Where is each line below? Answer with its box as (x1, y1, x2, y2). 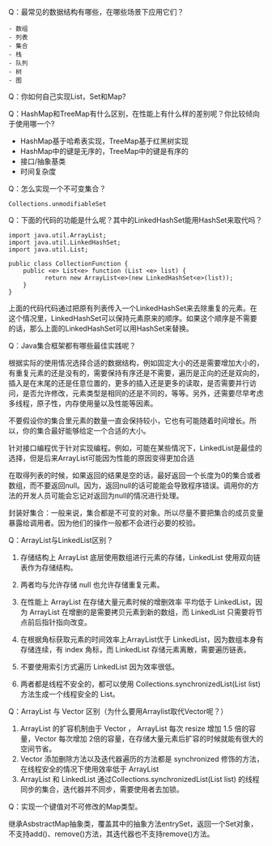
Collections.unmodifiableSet (8, 200, 107, 208)
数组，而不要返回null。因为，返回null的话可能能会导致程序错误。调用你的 (8, 481, 253, 490)
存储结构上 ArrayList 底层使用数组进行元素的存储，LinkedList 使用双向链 (19, 553, 261, 562)
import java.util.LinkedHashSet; (8, 238, 121, 246)
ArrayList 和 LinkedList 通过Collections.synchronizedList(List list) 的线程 (19, 775, 261, 784)
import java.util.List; (8, 246, 89, 254)
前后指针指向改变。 (27, 617, 91, 626)
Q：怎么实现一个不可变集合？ (8, 184, 107, 193)
